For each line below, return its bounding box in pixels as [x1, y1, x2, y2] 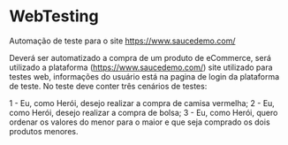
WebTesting [9, 6, 99, 27]
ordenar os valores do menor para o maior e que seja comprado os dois [9, 117, 271, 127]
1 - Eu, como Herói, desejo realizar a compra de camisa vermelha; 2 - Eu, [9, 97, 276, 108]
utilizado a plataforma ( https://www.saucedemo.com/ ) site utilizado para [9, 62, 273, 72]
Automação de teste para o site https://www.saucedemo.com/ [9, 35, 236, 46]
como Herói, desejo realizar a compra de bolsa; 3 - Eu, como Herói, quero [9, 107, 278, 118]
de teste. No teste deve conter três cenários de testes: [9, 80, 208, 91]
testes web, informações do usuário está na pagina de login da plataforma [9, 71, 280, 81]
